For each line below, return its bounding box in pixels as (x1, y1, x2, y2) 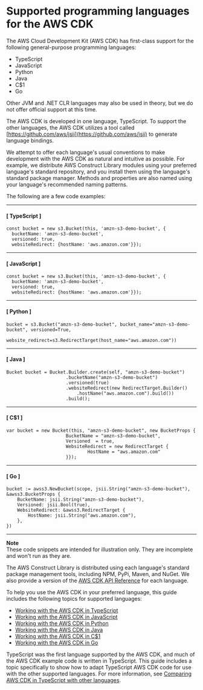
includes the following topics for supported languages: (6, 595, 142, 603)
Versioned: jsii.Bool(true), (17, 502, 91, 508)
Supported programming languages (6, 4, 190, 18)
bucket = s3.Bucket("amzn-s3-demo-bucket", (6, 321, 118, 327)
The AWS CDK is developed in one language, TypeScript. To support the (6, 117, 187, 125)
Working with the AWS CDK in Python (14, 620, 109, 627)
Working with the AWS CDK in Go (14, 639, 98, 646)
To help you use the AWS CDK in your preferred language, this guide (6, 589, 177, 596)
